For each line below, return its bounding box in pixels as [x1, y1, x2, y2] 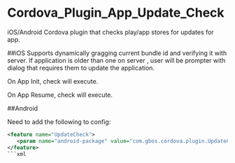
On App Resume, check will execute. [7, 91, 113, 99]
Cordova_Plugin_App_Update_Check [7, 5, 225, 21]
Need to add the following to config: [7, 117, 111, 126]
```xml [7, 150, 27, 157]
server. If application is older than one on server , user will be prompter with [7, 56, 226, 64]
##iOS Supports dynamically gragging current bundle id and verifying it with [7, 49, 227, 57]
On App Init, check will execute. [7, 77, 99, 85]
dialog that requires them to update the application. [7, 63, 155, 72]
